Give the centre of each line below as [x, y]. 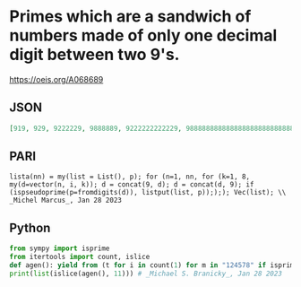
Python [30, 227]
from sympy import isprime [60, 248]
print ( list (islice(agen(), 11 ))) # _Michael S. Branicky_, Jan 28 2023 [146, 274]
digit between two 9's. [95, 55]
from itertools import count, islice [80, 257]
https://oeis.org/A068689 [56, 79]
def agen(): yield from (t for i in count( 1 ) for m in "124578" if [138, 265]
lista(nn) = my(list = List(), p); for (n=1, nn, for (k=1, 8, [130, 177]
